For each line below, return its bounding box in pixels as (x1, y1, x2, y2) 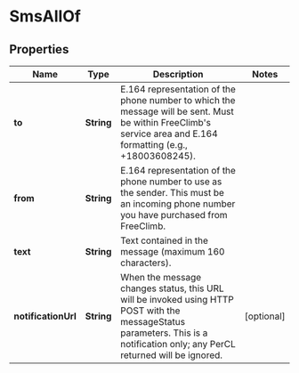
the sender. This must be (119, 187, 225, 199)
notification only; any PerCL (119, 338, 236, 350)
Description (152, 69, 204, 80)
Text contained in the (119, 234, 209, 247)
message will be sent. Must (119, 105, 234, 118)
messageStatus (119, 316, 185, 328)
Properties (9, 42, 69, 57)
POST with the (119, 304, 181, 317)
